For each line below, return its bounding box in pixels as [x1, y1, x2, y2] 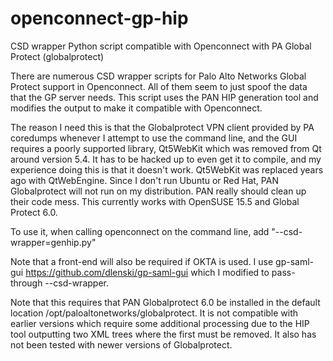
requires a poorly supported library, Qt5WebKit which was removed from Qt [10, 142, 322, 154]
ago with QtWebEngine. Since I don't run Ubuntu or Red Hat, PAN [10, 174, 279, 186]
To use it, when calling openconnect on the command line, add [10, 225, 270, 237]
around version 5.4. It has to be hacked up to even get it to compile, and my [10, 153, 322, 165]
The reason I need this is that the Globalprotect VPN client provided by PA [10, 121, 315, 133]
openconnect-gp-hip [10, 7, 189, 30]
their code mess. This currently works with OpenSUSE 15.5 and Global [10, 195, 300, 207]
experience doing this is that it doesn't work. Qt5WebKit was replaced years [10, 163, 324, 176]
